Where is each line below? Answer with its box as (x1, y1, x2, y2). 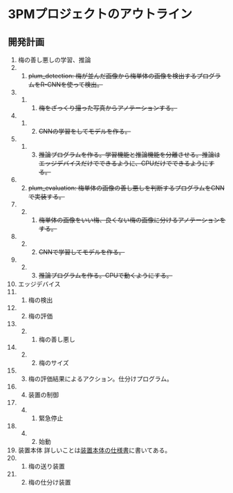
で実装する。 (28, 192, 65, 201)
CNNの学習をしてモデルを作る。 (38, 127, 131, 135)
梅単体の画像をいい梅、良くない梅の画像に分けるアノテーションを (38, 216, 226, 224)
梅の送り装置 (28, 462, 65, 470)
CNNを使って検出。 (47, 80, 103, 89)
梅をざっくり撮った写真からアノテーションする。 (38, 104, 178, 111)
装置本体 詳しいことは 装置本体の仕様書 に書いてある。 (17, 446, 171, 454)
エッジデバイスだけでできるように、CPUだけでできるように (38, 159, 209, 167)
